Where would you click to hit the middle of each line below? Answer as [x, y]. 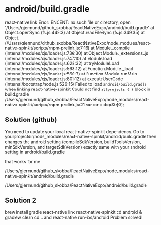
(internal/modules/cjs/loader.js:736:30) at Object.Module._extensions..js [77, 53]
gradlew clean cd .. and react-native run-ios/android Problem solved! [74, 217]
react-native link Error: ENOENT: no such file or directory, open [68, 22]
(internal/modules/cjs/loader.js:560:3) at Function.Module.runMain [71, 74]
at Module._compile [110, 48]
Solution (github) [31, 120]
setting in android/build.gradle [35, 152]
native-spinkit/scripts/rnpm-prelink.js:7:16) [47, 48]
